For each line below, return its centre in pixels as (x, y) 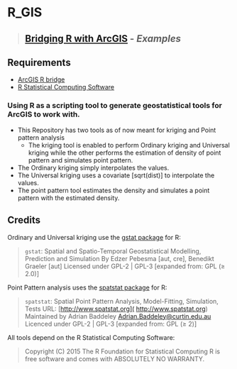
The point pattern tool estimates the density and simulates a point (114, 190)
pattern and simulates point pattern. (81, 160)
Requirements (39, 62)
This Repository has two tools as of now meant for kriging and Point (117, 130)
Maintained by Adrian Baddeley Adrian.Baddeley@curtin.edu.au (118, 316)
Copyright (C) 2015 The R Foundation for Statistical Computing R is (122, 351)
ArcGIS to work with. (44, 114)
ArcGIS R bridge (41, 79)
